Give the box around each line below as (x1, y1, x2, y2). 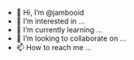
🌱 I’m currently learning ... (15, 25, 103, 34)
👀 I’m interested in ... (15, 16, 85, 26)
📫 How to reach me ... (15, 43, 92, 52)
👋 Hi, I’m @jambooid (15, 8, 84, 17)
